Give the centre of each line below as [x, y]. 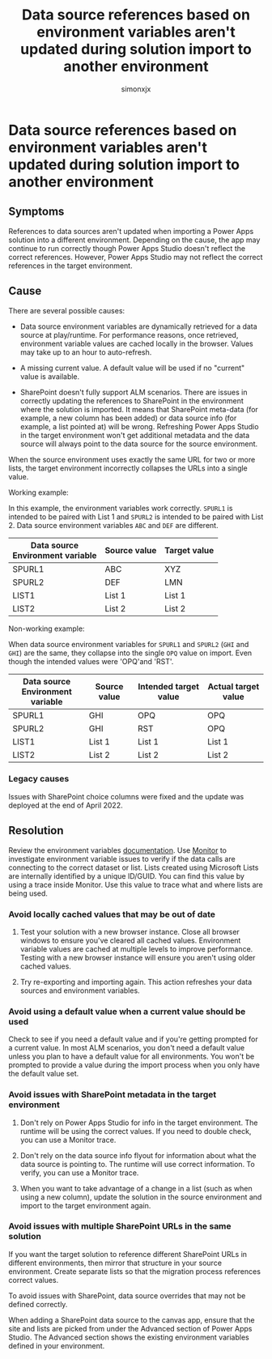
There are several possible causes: [67, 310]
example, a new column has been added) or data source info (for [128, 418]
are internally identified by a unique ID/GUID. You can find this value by [127, 875]
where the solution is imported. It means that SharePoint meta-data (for [139, 409]
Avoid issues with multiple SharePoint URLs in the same [120, 1226]
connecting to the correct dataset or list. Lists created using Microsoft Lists [134, 867]
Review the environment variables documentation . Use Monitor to [117, 850]
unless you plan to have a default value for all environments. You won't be [132, 1057]
